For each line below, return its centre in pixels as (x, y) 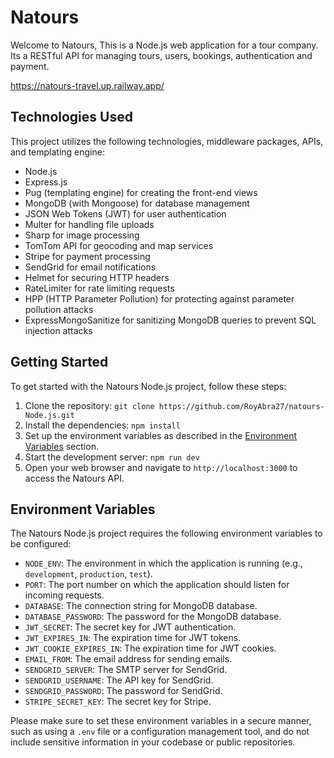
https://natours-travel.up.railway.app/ (87, 85)
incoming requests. (64, 595)
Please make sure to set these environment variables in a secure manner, (161, 721)
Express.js (46, 182)
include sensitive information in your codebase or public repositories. (153, 742)
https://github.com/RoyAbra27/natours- (241, 406)
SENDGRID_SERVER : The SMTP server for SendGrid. (126, 670)
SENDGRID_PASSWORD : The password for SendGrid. (123, 691)
